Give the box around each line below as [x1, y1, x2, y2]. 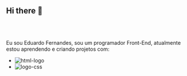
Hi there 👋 [6, 6, 43, 16]
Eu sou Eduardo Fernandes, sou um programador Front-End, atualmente [6, 39, 181, 46]
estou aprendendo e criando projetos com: [6, 45, 110, 52]
